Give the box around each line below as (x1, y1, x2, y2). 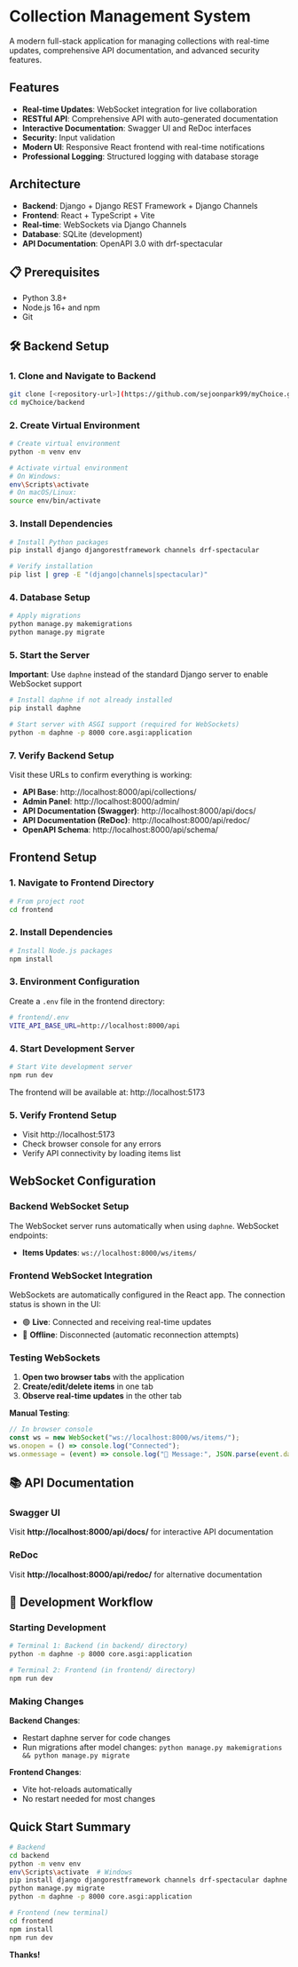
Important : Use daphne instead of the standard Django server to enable (9, 669, 269, 680)
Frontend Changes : (9, 1767, 82, 1778)
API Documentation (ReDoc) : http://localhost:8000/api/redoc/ (21, 815, 250, 826)
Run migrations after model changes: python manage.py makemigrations (21, 1742, 283, 1753)
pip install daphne (9, 704, 82, 713)
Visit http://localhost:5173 (21, 1129, 115, 1139)
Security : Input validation (21, 131, 115, 143)
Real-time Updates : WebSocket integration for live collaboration (21, 104, 257, 115)
